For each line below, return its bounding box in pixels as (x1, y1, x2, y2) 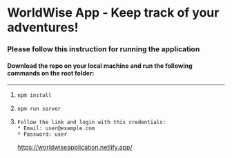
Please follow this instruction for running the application (7, 44, 200, 54)
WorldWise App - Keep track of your (7, 5, 220, 21)
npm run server (17, 105, 61, 112)
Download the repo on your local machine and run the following (7, 61, 193, 70)
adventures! (7, 19, 79, 35)
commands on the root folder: (7, 69, 95, 77)
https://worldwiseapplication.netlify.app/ (17, 143, 133, 152)
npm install (17, 92, 52, 99)
